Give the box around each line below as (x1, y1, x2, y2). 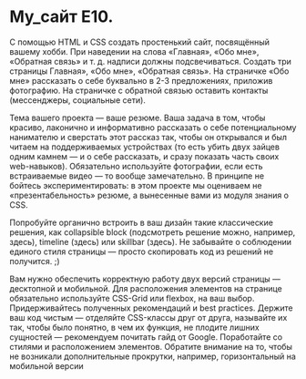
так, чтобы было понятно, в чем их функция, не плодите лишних (9, 322, 260, 333)
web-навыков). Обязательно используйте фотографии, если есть (9, 160, 263, 171)
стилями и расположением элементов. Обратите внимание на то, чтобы (9, 341, 293, 352)
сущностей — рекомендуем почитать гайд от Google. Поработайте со (9, 331, 283, 343)
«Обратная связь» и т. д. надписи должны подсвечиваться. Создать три (9, 56, 291, 67)
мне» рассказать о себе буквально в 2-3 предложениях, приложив (9, 75, 273, 86)
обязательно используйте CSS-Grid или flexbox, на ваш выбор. (9, 292, 255, 303)
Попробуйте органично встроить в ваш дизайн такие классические (9, 217, 273, 228)
